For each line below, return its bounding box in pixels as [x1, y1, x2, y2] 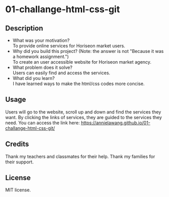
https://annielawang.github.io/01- [81, 120, 151, 126]
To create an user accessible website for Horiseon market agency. [12, 59, 152, 65]
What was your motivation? [12, 37, 70, 43]
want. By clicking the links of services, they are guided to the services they [5, 114, 162, 120]
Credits [5, 140, 29, 149]
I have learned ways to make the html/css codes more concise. [12, 80, 145, 87]
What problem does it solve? [12, 65, 73, 70]
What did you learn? [12, 75, 55, 81]
